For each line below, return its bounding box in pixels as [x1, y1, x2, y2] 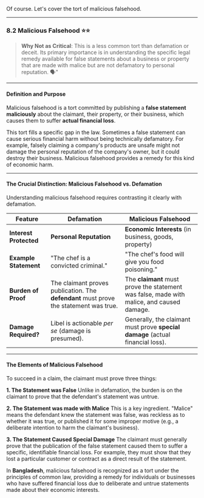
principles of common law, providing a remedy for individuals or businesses [6, 473, 195, 480]
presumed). [50, 334, 84, 342]
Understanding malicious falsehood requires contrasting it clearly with [6, 193, 182, 201]
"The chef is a [50, 254, 91, 262]
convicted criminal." [50, 261, 108, 269]
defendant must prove [50, 294, 115, 302]
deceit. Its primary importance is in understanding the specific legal [21, 49, 191, 56]
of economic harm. [6, 161, 54, 168]
